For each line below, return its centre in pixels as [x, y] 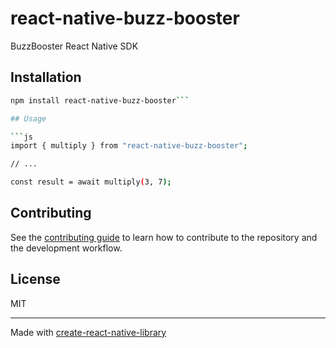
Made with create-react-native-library [88, 332]
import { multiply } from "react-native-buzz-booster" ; [129, 146]
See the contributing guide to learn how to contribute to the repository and [164, 237]
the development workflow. [66, 248]
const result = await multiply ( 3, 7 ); [91, 182]
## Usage [28, 118]
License [35, 279]
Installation [46, 77]
